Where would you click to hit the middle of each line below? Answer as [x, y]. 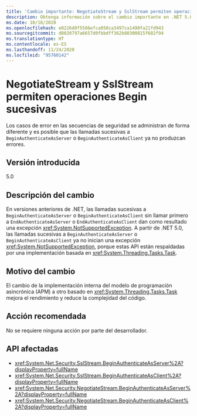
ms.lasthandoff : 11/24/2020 [40, 50]
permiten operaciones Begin [77, 97]
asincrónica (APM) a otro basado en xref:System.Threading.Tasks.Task [92, 292]
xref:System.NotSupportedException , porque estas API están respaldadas [96, 246]
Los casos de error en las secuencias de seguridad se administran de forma [98, 125]
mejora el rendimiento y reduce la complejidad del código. [76, 298]
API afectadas [32, 349]
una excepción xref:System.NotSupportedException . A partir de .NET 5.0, [95, 228]
